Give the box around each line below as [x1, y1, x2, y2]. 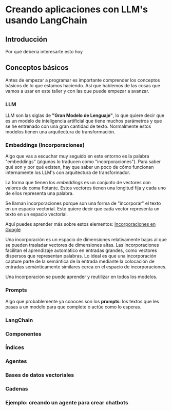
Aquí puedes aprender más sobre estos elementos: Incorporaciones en [5, 221, 156, 227]
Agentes [5, 358, 27, 365]
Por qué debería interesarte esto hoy [5, 49, 83, 54]
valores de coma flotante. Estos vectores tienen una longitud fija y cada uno [5, 185, 166, 191]
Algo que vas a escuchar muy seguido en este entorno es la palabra [5, 153, 149, 160]
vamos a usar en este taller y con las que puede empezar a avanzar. [5, 88, 150, 94]
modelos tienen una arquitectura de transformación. [5, 129, 116, 135]
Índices [5, 344, 25, 351]
